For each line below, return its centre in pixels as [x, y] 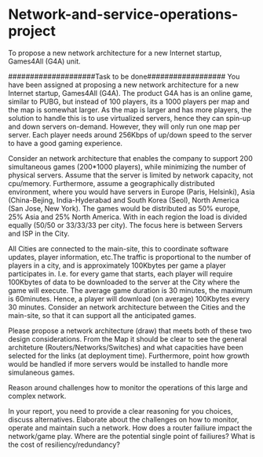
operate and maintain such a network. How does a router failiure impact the [130, 428]
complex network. [37, 396]
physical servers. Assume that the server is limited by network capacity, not [131, 175]
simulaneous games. [42, 372]
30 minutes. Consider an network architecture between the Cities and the [127, 307]
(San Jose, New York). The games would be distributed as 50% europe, [124, 208]
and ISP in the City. [39, 233]
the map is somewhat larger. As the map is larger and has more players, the [130, 110]
